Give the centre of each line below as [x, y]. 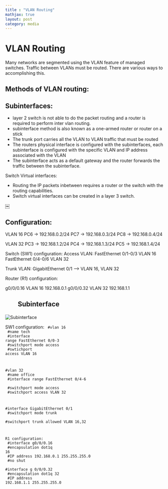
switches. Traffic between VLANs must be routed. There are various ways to [84, 68]
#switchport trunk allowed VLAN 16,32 [46, 422]
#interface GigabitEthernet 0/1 [39, 409]
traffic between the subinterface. [46, 166]
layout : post [19, 19]
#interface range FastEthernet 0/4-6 [47, 379]
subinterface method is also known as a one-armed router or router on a [87, 129]
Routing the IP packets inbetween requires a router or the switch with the [88, 186]
